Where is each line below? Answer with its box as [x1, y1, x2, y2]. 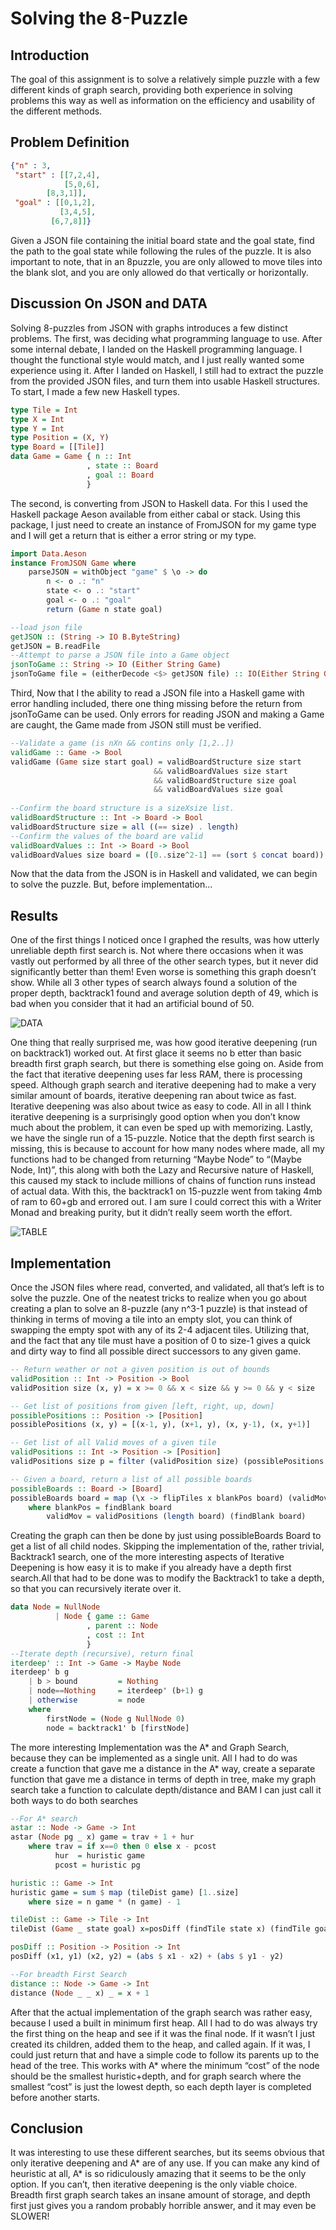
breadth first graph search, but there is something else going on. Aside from [10, 1058, 324, 1070]
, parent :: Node [86, 1621, 159, 1631]
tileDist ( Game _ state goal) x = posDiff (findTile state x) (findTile [10, 1924, 311, 1934]
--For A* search [10, 1813, 78, 1824]
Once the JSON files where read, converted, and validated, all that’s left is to [10, 1282, 325, 1293]
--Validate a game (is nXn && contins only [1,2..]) [10, 738, 235, 748]
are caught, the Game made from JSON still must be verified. [10, 719, 262, 731]
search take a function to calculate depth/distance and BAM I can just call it [10, 1783, 322, 1796]
